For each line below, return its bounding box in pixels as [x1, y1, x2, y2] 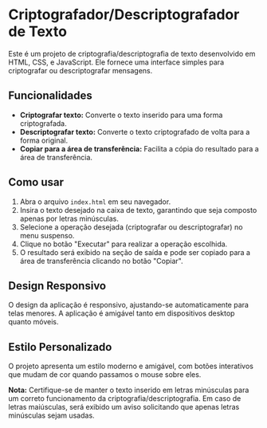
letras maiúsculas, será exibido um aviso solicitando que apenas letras [8, 402, 240, 412]
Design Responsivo [8, 279, 106, 293]
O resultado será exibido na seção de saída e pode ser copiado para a [19, 247, 251, 257]
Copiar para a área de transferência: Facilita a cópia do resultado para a [19, 143, 259, 153]
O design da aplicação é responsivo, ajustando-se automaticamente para [8, 300, 249, 310]
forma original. [19, 135, 69, 145]
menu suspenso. [19, 230, 75, 240]
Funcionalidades [8, 89, 93, 103]
